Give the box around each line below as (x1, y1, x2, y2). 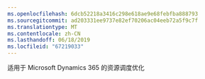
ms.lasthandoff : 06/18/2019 (7, 37, 91, 44)
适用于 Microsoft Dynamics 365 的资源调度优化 (7, 63, 145, 71)
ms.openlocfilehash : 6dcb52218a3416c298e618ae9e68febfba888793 (7, 10, 199, 18)
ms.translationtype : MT (7, 23, 78, 30)
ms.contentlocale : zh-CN (7, 30, 81, 37)
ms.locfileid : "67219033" (7, 43, 84, 50)
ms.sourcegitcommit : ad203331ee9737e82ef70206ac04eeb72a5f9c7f (7, 17, 199, 24)
